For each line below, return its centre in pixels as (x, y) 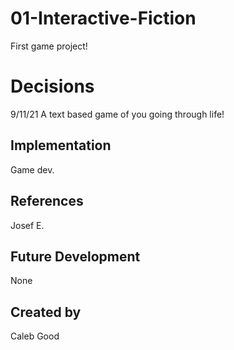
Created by (46, 312)
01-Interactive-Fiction (103, 18)
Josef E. (27, 225)
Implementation (61, 145)
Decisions (52, 86)
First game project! (49, 46)
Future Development (75, 256)
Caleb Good (35, 336)
